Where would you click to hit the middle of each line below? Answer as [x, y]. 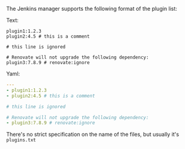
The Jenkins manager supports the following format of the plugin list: [92, 9]
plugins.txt [21, 140]
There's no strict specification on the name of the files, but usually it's [92, 135]
